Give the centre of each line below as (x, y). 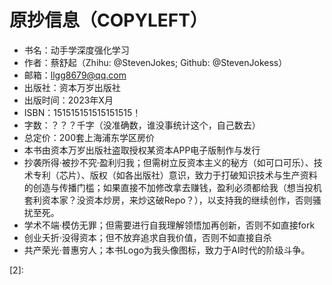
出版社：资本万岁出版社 (72, 87)
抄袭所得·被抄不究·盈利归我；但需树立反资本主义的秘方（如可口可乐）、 (168, 162)
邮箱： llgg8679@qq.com (75, 75)
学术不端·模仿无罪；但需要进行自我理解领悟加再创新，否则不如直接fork (169, 225)
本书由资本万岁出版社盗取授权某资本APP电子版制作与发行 (142, 150)
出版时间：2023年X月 (68, 100)
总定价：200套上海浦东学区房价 (89, 137)
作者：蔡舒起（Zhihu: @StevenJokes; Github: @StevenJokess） (155, 62)
